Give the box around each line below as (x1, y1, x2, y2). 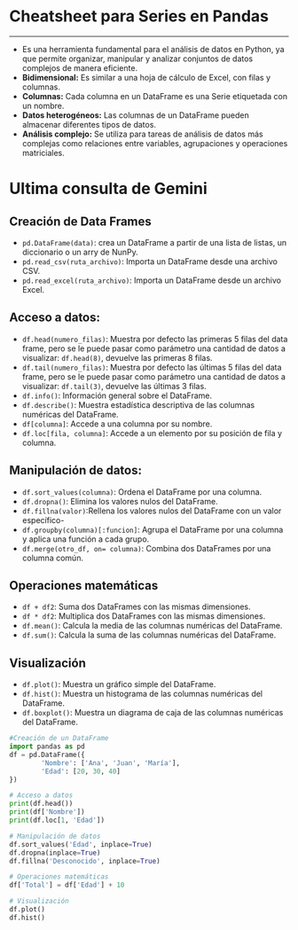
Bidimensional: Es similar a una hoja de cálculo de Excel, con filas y (21, 72, 271, 82)
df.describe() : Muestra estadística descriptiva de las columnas (21, 399, 255, 410)
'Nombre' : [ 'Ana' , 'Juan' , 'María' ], (41, 758, 180, 768)
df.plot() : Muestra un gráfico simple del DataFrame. (21, 679, 216, 690)
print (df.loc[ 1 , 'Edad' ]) (9, 816, 105, 825)
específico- (21, 514, 65, 525)
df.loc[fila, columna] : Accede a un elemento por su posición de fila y (21, 427, 282, 438)
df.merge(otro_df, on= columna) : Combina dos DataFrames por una (21, 543, 271, 553)
